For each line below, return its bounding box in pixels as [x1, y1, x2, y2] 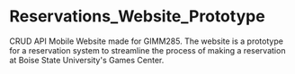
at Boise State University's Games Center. [9, 54, 165, 65]
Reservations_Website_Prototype [9, 6, 265, 27]
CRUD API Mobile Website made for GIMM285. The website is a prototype [9, 36, 283, 46]
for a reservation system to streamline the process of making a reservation [9, 45, 286, 55]
